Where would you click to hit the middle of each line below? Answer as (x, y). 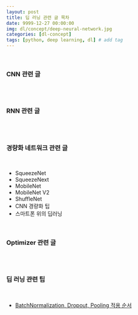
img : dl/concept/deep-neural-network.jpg (59, 29)
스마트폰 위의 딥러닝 (38, 213)
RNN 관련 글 (23, 111)
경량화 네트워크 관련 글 (37, 148)
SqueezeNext (32, 179)
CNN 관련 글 (23, 74)
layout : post (23, 12)
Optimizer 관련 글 (31, 242)
